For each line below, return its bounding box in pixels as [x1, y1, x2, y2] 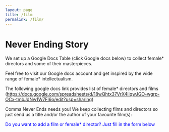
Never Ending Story [5, 38, 89, 50]
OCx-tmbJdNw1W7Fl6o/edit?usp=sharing [5, 97, 92, 103]
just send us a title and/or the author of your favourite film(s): [5, 112, 132, 118]
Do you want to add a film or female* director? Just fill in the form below [5, 121, 155, 127]
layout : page [5, 7, 33, 13]
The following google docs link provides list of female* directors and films [5, 85, 159, 92]
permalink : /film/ [5, 17, 44, 22]
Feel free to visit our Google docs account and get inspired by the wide [5, 70, 153, 76]
